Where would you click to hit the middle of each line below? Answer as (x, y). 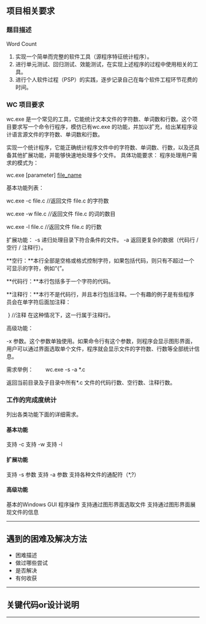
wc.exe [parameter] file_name (44, 175)
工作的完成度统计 (32, 399)
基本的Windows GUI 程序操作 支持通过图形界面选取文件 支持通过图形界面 (98, 504)
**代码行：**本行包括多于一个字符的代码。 (60, 281)
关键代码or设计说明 (43, 605)
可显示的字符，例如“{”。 (37, 268)
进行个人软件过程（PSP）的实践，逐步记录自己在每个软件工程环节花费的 (106, 79)
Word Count (21, 44)
